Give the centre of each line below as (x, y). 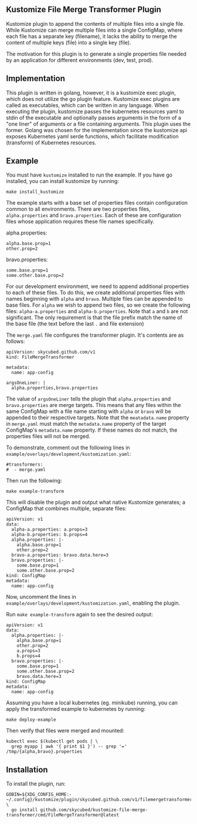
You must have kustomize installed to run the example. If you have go (89, 175)
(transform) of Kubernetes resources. (51, 143)
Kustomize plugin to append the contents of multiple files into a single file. (95, 23)
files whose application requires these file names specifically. (80, 222)
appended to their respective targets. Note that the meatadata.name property (98, 418)
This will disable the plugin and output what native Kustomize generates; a (96, 502)
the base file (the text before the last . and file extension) (75, 324)
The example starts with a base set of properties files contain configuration (97, 203)
